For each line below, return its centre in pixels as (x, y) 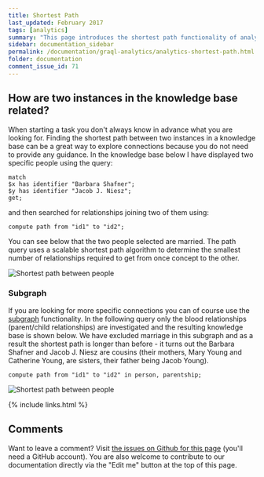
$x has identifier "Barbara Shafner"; (71, 184)
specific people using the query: (60, 162)
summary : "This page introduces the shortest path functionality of (123, 37)
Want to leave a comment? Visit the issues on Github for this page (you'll (126, 448)
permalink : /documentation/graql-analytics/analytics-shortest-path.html (132, 52)
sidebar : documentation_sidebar (61, 45)
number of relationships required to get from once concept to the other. (124, 258)
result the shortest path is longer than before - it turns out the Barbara (121, 344)
